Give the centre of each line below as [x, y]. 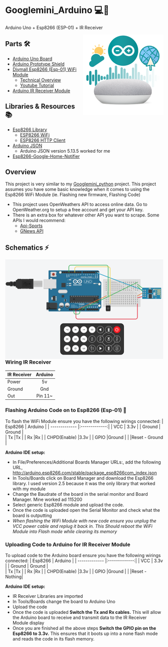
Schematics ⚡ [27, 247]
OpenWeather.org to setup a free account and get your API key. [78, 210]
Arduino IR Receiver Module [41, 90]
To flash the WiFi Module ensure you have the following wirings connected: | [84, 421]
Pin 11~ [44, 396]
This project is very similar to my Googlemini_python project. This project [81, 184]
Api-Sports [31, 226]
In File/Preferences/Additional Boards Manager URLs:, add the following [87, 462]
